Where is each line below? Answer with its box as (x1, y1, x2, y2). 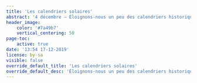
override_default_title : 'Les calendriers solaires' (6, 63, 138, 69)
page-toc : (6, 36, 30, 41)
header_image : (6, 19, 41, 25)
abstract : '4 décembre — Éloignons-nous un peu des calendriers (6, 14, 167, 20)
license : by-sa (6, 52, 43, 58)
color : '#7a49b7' (16, 25, 59, 31)
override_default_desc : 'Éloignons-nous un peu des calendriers (6, 68, 167, 74)
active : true (16, 41, 49, 47)
